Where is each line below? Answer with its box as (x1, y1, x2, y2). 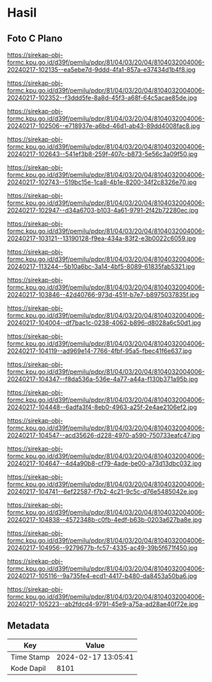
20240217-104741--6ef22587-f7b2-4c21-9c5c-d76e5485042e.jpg (7, 487, 198, 496)
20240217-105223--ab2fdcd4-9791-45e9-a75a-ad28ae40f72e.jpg (7, 600, 198, 608)
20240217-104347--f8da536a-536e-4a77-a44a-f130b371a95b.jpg (7, 375, 198, 383)
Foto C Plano (7, 33, 63, 44)
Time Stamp (10, 652, 50, 662)
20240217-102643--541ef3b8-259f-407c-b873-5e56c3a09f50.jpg (7, 150, 198, 158)
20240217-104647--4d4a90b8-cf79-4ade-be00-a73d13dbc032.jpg (7, 459, 202, 467)
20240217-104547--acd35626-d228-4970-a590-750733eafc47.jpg (7, 431, 200, 439)
